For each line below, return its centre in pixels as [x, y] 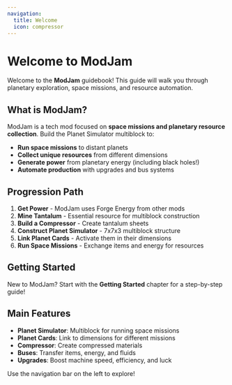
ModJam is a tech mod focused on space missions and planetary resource [116, 127]
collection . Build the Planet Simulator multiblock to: [81, 134]
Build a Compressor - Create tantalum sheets [83, 223]
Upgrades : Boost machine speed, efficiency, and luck [94, 360]
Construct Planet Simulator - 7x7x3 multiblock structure [99, 230]
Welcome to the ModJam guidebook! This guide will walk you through [108, 80]
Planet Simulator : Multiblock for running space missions [98, 330]
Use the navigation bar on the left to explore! [71, 373]
